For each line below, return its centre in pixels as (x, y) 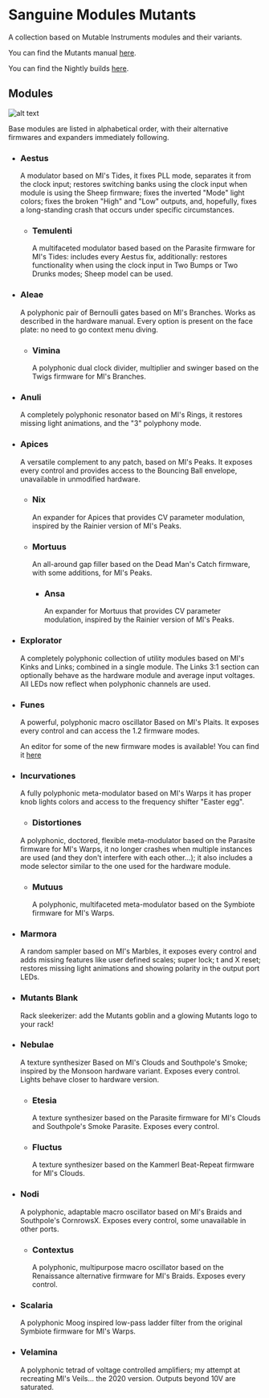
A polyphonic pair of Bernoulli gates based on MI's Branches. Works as (138, 312)
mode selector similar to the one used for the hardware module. (125, 866)
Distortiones (57, 823)
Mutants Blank (49, 998)
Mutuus (47, 887)
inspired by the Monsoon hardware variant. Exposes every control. (130, 1071)
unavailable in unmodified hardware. (80, 479)
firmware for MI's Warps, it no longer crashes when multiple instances (136, 849)
